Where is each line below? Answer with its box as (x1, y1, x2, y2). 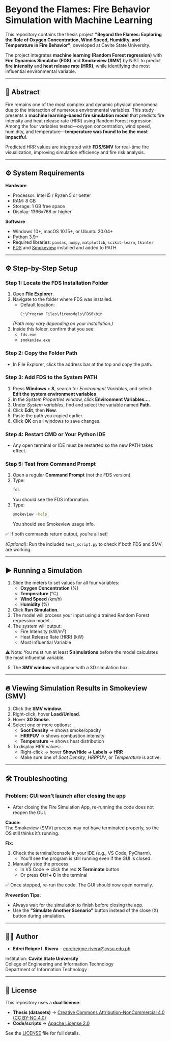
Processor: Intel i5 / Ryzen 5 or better (12, 192, 92, 198)
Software (5, 218, 25, 224)
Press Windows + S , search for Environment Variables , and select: (12, 385, 153, 391)
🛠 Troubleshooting (5, 774, 68, 783)
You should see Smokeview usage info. (12, 521, 95, 527)
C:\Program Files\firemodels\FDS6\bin (20, 312, 103, 317)
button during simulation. (12, 912, 65, 919)
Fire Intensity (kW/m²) (20, 628, 67, 634)
